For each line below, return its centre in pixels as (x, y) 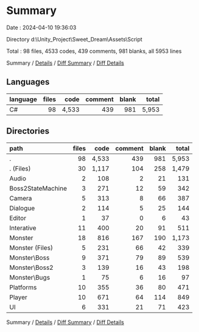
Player (18, 297)
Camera (21, 198)
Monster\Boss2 (31, 267)
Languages (28, 82)
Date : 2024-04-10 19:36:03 (41, 27)
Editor (18, 218)
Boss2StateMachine (38, 188)
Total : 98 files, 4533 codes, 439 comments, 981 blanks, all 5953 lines (94, 51)
